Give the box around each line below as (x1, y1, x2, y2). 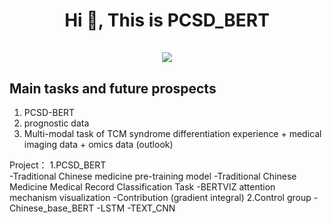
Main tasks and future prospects (9, 80, 217, 97)
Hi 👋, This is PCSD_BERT (64, 9, 270, 32)
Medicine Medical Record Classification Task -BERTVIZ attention (9, 181, 276, 193)
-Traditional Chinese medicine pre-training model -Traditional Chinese (9, 170, 297, 182)
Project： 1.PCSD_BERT (9, 159, 107, 171)
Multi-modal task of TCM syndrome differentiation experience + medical (23, 128, 322, 139)
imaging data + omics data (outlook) (23, 139, 174, 150)
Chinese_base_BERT (9, 202, 95, 214)
